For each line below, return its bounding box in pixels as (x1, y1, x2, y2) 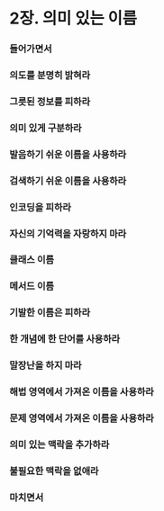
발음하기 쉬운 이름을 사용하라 (9, 148, 127, 160)
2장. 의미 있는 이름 (9, 8, 138, 29)
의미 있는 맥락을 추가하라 (9, 438, 110, 451)
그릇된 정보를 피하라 (9, 95, 91, 108)
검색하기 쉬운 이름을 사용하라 (9, 175, 127, 187)
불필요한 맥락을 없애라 (9, 464, 99, 477)
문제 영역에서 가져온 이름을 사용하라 (9, 412, 155, 425)
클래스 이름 (9, 254, 55, 266)
